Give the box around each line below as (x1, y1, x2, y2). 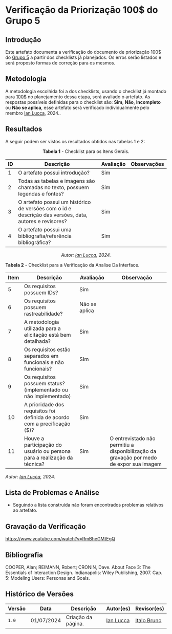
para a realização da (24, 454, 73, 461)
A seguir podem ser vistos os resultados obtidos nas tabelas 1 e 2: (5, 138, 145, 144)
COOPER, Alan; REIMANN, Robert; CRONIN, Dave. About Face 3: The (5, 564, 151, 571)
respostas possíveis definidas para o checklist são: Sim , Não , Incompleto (5, 99, 161, 105)
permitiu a (110, 441, 134, 448)
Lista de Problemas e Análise (5, 488, 100, 497)
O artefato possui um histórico (18, 199, 91, 206)
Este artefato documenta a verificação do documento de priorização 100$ (5, 49, 161, 55)
